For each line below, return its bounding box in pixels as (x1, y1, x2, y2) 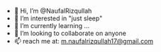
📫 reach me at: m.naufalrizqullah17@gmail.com (13, 37, 154, 45)
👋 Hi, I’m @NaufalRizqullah (13, 7, 92, 15)
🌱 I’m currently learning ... (13, 22, 90, 30)
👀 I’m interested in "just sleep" (13, 14, 103, 22)
